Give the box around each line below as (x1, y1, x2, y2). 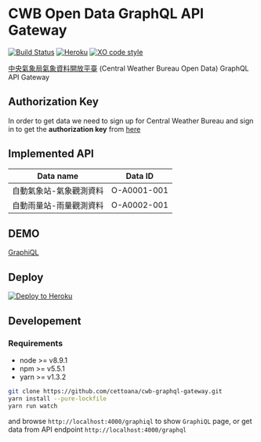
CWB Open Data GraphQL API (8, 5, 205, 23)
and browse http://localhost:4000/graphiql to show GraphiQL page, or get (8, 416, 252, 426)
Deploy (8, 270, 44, 283)
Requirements (8, 338, 63, 349)
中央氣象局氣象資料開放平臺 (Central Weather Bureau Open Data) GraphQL (8, 64, 249, 73)
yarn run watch (8, 402, 58, 410)
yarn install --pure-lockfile (8, 394, 107, 403)
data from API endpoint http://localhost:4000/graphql (8, 425, 187, 434)
